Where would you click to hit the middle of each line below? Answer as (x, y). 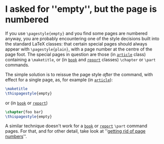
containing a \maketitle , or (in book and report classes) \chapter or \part (81, 59)
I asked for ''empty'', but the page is (81, 9)
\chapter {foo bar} (24, 112)
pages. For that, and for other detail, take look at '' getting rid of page (75, 131)
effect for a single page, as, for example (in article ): (59, 80)
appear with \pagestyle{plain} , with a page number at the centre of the (79, 49)
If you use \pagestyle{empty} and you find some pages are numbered (76, 33)
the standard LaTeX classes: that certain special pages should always (76, 44)
